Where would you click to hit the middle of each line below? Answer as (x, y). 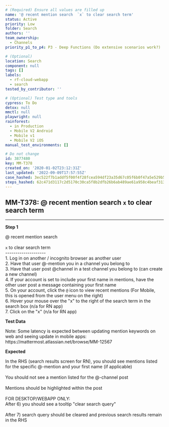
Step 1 (12, 227)
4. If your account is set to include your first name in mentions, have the (80, 280)
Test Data (16, 321)
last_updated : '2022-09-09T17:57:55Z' (46, 173)
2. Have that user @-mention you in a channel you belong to (67, 264)
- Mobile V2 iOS (27, 140)
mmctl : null (18, 112)
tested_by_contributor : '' (33, 89)
